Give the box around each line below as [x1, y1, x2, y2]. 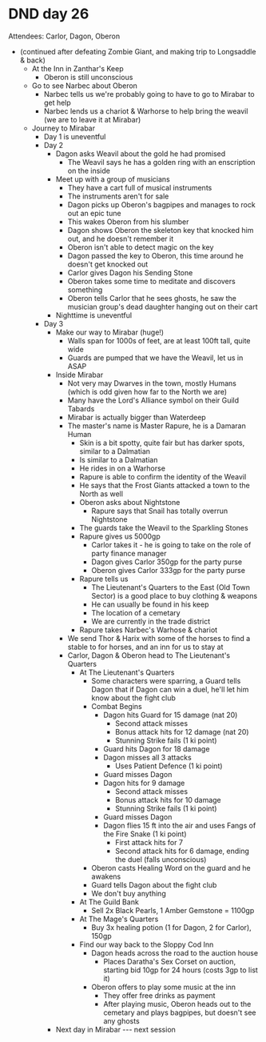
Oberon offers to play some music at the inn [91, 982, 236, 992]
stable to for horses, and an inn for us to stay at [67, 642, 224, 651]
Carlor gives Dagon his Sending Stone [67, 267, 193, 277]
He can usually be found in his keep [91, 599, 209, 609]
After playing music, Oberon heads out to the [103, 999, 252, 1008]
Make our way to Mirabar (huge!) [55, 327, 165, 337]
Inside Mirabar [55, 370, 104, 379]
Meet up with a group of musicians [55, 174, 170, 184]
